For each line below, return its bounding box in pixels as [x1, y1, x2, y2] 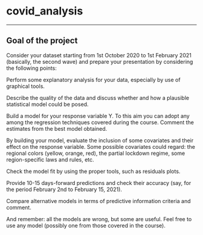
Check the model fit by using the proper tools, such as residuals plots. [6, 168, 181, 175]
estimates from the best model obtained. [6, 125, 108, 132]
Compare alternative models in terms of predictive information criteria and [6, 197, 191, 204]
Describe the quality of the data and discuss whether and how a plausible [6, 94, 189, 101]
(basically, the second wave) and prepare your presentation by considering [6, 58, 193, 65]
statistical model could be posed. [6, 101, 89, 108]
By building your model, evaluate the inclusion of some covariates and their [6, 137, 194, 144]
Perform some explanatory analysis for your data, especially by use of [6, 76, 181, 83]
